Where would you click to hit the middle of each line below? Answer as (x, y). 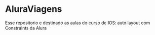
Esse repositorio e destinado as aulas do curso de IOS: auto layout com (78, 23)
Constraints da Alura (26, 28)
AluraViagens (34, 9)
